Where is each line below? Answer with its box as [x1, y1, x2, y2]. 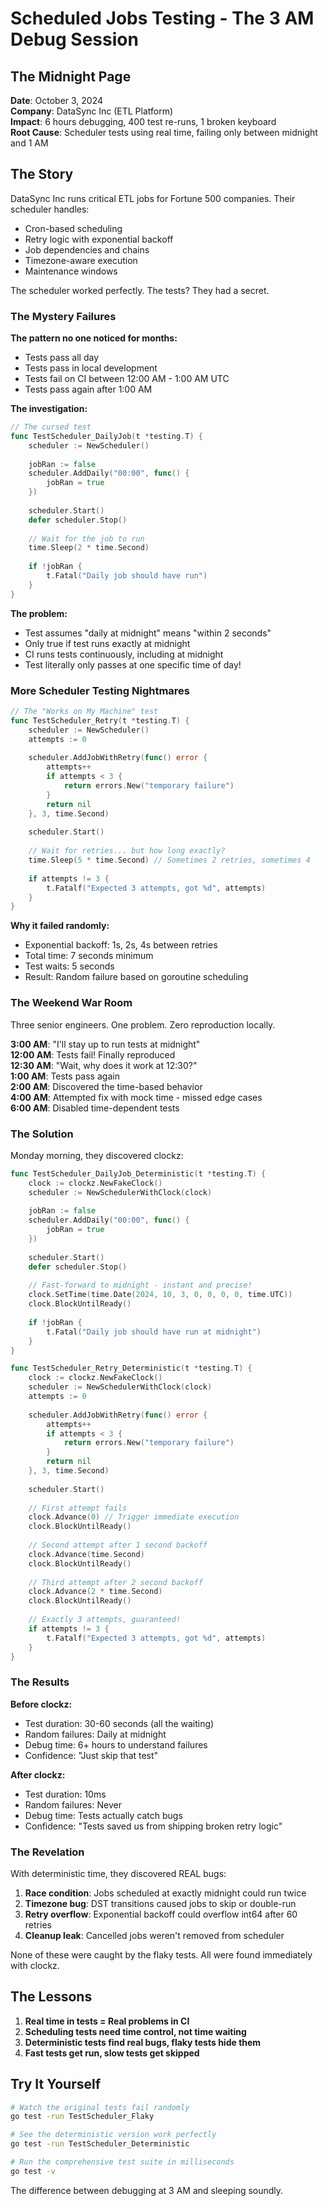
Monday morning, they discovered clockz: [10, 1149, 184, 1161]
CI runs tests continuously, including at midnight [24, 648, 224, 660]
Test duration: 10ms [24, 1788, 107, 1800]
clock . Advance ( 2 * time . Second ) [28, 1587, 163, 1597]
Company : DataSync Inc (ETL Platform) [10, 105, 174, 117]
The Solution [10, 1127, 74, 1141]
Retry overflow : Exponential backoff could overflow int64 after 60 [24, 1908, 298, 1920]
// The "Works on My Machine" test [10, 707, 159, 717]
